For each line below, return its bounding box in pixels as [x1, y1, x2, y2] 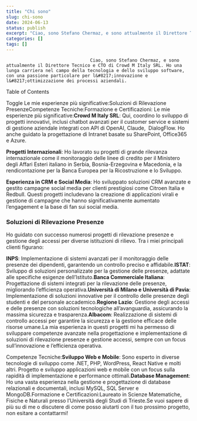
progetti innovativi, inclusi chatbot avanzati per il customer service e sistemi [6, 118, 189, 125]
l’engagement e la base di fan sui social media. [6, 203, 119, 210]
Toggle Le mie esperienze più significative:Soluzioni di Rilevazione [6, 99, 167, 106]
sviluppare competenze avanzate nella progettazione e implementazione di [6, 330, 188, 337]
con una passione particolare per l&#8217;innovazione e [6, 73, 148, 79]
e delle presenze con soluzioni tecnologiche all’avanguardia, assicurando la [6, 305, 189, 312]
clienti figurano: [6, 244, 44, 251]
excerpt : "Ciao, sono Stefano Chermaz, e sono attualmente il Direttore [6, 30, 188, 36]
